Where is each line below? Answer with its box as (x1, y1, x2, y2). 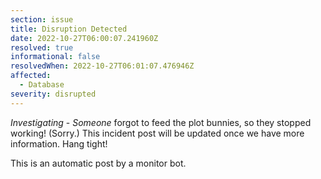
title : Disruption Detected (10, 24, 128, 34)
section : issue (10, 14, 74, 25)
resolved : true (10, 42, 74, 53)
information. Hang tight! (10, 137, 108, 150)
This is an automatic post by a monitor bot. (10, 157, 187, 169)
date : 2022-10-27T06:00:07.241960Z (10, 33, 159, 43)
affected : (10, 71, 52, 81)
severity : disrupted (10, 89, 97, 99)
